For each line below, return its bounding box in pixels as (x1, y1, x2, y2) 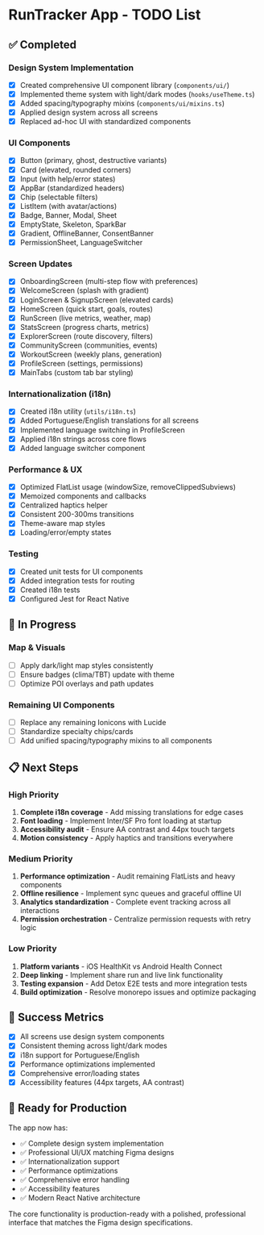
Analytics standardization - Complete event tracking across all (19, 897, 231, 907)
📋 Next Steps (8, 761, 79, 774)
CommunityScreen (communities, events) (19, 340, 159, 350)
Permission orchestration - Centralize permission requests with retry (19, 914, 251, 924)
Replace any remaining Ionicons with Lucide (19, 718, 167, 728)
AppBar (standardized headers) (19, 183, 125, 193)
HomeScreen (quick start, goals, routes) (19, 304, 153, 314)
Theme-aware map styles (19, 519, 106, 528)
